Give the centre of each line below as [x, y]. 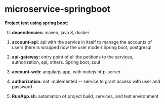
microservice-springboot [58, 9]
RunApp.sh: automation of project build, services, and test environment [85, 96]
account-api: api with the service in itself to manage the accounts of [82, 42]
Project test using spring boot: [37, 23]
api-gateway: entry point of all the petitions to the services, [73, 57]
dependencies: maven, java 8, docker [51, 32]
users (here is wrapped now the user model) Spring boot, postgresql [82, 47]
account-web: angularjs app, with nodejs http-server [66, 72]
